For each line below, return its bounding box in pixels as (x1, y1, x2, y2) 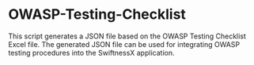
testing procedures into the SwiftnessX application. (8, 48, 175, 57)
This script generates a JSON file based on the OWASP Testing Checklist (8, 31, 247, 41)
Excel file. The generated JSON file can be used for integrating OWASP (8, 39, 241, 49)
